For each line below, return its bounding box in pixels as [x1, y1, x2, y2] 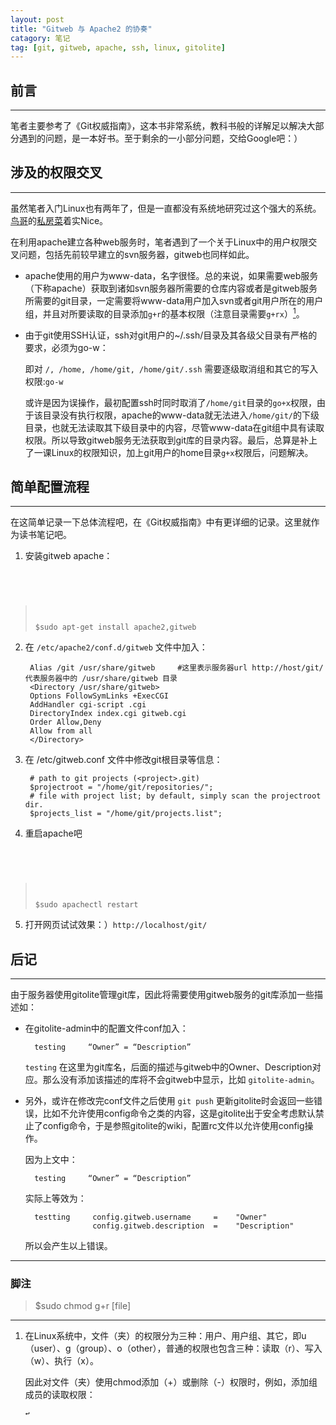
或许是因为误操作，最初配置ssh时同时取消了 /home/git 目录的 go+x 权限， [24, 396, 317, 408]
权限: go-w [24, 375, 64, 387]
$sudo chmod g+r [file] [34, 1300, 132, 1312]
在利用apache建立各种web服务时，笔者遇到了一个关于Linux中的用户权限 [10, 236, 309, 248]
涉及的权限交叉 [10, 164, 103, 181]
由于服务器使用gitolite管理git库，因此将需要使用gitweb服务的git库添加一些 [10, 989, 315, 1001]
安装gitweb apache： [24, 550, 113, 562]
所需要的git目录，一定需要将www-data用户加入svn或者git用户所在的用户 [24, 294, 324, 306]
